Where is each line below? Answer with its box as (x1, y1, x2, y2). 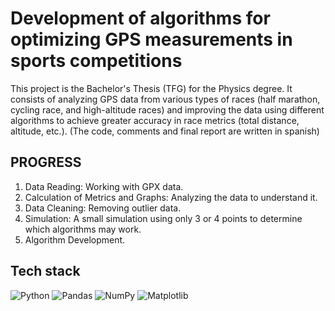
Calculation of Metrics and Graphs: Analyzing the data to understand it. (24, 191, 318, 203)
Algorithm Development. (24, 233, 126, 246)
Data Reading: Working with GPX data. (24, 180, 184, 192)
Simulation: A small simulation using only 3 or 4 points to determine (24, 212, 303, 224)
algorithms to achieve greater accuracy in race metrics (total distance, (10, 114, 300, 126)
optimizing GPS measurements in (10, 28, 293, 51)
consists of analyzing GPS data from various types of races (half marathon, (10, 93, 321, 105)
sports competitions (10, 50, 183, 72)
